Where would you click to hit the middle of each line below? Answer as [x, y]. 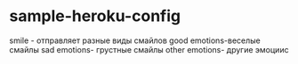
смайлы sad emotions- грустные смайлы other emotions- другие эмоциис [149, 49]
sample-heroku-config [95, 16]
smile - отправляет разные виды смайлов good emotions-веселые [135, 40]
